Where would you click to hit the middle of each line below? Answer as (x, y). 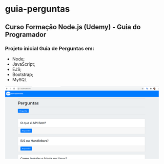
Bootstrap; (23, 74)
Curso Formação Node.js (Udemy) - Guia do (73, 27)
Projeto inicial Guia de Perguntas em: (50, 48)
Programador (26, 34)
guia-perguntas (37, 9)
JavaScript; (24, 64)
